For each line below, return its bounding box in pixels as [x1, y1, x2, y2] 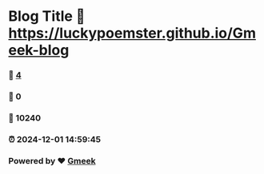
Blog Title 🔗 [8, 7, 86, 26]
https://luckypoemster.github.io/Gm [8, 24, 256, 42]
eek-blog [8, 42, 70, 59]
